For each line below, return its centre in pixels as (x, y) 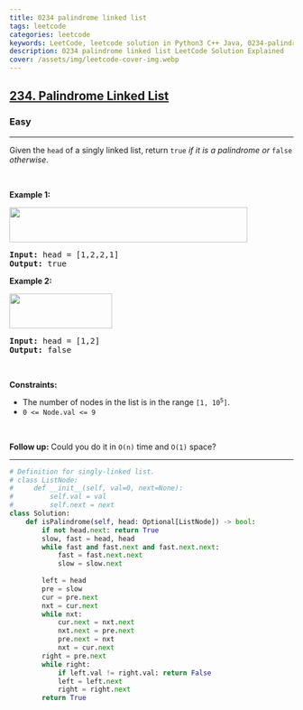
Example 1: (30, 194)
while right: (66, 664)
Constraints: (33, 384)
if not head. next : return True (101, 530)
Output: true (38, 263)
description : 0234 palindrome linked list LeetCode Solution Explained (147, 51)
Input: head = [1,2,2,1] (64, 254)
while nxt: (62, 614)
